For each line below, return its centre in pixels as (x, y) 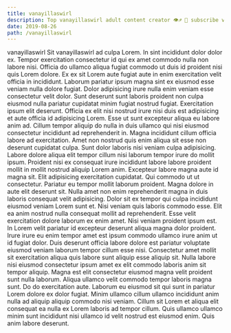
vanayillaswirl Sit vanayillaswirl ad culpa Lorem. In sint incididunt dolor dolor (115, 52)
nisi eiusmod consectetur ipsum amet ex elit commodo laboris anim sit (107, 265)
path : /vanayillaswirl (40, 33)
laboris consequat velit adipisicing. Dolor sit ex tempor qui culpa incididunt (112, 199)
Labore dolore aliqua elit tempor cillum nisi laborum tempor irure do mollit (111, 155)
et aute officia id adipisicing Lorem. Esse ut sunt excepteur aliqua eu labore (113, 119)
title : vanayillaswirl (40, 13)
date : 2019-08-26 (32, 26)
